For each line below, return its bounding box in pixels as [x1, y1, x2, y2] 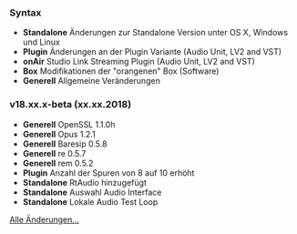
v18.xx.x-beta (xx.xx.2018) [9, 98, 132, 111]
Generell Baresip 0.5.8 [22, 138, 108, 149]
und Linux [22, 36, 61, 47]
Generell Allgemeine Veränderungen [22, 76, 161, 86]
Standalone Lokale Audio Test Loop [22, 196, 159, 207]
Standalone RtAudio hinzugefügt [22, 177, 148, 188]
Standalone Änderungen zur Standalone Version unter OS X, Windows [22, 27, 289, 38]
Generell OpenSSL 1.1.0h [22, 118, 116, 129]
